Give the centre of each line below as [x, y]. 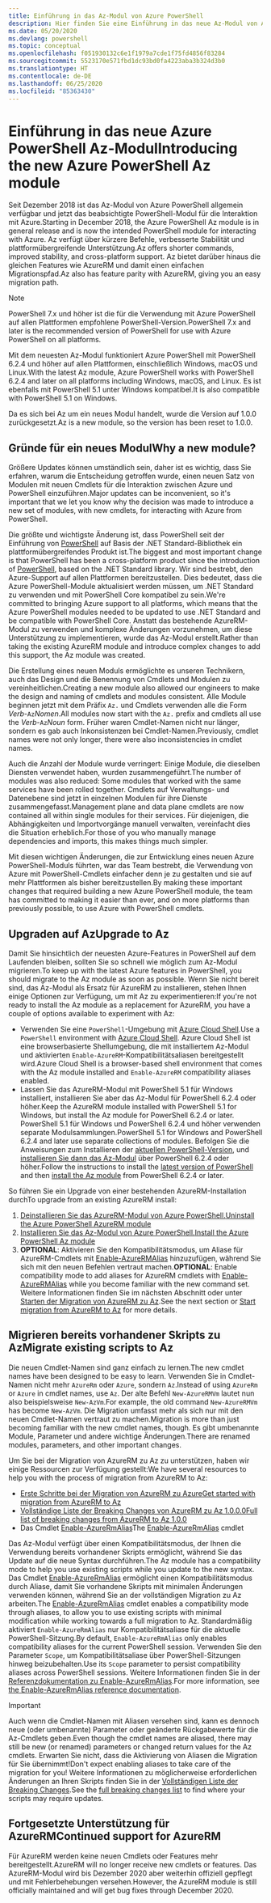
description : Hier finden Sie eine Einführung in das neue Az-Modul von [133, 23]
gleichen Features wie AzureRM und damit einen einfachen [106, 265]
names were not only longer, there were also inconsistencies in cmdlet [125, 740]
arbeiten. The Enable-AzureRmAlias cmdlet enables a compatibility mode [129, 1604]
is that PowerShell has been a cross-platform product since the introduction [134, 561]
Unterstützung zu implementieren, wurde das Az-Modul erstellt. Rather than [133, 638]
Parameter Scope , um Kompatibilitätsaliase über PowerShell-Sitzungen [125, 1655]
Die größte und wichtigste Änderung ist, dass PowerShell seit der [117, 535]
